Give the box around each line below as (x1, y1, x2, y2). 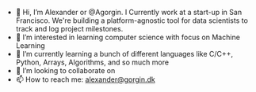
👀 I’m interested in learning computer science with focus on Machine (15, 32, 240, 42)
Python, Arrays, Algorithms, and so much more (15, 57, 169, 67)
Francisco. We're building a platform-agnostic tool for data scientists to (15, 16, 248, 25)
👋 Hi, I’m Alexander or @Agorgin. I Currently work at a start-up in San (15, 8, 243, 17)
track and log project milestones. (15, 24, 124, 33)
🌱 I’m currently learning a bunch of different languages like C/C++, (15, 50, 234, 58)
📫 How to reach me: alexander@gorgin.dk (15, 75, 156, 84)
